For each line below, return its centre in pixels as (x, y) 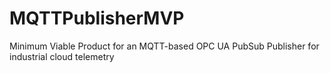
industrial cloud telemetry (62, 56)
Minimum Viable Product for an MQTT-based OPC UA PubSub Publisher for (164, 46)
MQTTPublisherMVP (97, 18)
